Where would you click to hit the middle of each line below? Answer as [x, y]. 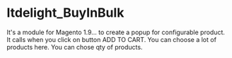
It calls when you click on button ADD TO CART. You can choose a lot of [112, 39]
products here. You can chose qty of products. [75, 47]
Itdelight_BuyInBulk [65, 13]
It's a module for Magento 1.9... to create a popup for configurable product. [116, 32]
